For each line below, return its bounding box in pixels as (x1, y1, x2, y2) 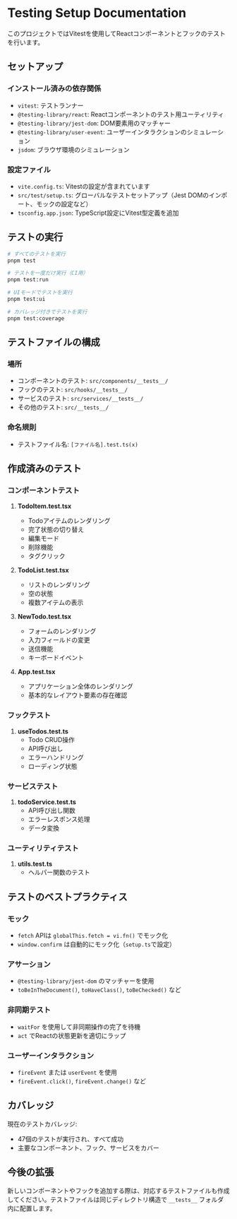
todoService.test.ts (17, 798, 76, 806)
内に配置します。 (7, 1203, 56, 1213)
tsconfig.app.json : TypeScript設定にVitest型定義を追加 (17, 208, 179, 217)
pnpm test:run (7, 276, 49, 283)
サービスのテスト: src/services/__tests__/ (17, 394, 144, 403)
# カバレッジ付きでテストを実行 (7, 308, 87, 315)
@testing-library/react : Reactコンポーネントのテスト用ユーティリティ (17, 110, 224, 118)
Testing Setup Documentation (7, 5, 187, 21)
